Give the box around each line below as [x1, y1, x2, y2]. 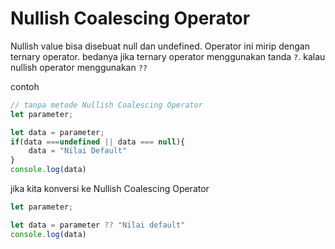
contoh [10, 80, 40, 92]
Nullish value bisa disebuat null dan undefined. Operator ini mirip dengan [10, 40, 310, 52]
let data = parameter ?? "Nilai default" [10, 220, 186, 230]
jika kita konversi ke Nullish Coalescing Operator [10, 183, 210, 195]
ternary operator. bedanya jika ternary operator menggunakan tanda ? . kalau [10, 50, 326, 62]
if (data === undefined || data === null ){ [10, 137, 186, 147]
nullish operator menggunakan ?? [10, 61, 148, 73]
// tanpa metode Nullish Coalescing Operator [10, 100, 203, 110]
